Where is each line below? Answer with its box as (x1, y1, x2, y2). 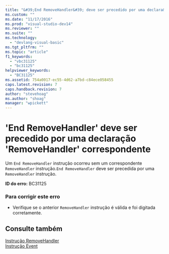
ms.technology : (5, 36, 37, 41)
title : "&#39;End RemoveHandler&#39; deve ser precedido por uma (5, 7, 145, 13)
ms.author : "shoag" (5, 96, 46, 101)
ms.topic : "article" (5, 49, 49, 54)
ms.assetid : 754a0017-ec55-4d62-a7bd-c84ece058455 (5, 77, 114, 82)
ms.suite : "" (5, 31, 33, 36)
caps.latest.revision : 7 (5, 82, 57, 87)
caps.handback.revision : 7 (5, 86, 62, 92)
